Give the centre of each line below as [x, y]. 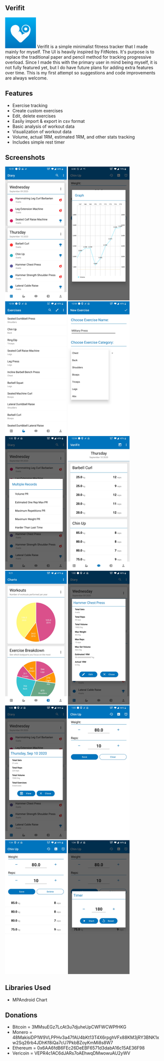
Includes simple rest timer [38, 142]
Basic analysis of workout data [43, 126]
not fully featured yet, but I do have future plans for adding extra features [79, 67]
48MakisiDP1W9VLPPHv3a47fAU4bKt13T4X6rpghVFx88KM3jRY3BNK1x [86, 1037]
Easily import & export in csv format [49, 121]
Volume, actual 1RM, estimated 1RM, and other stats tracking [74, 137]
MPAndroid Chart [30, 1000]
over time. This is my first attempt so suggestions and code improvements [80, 73]
